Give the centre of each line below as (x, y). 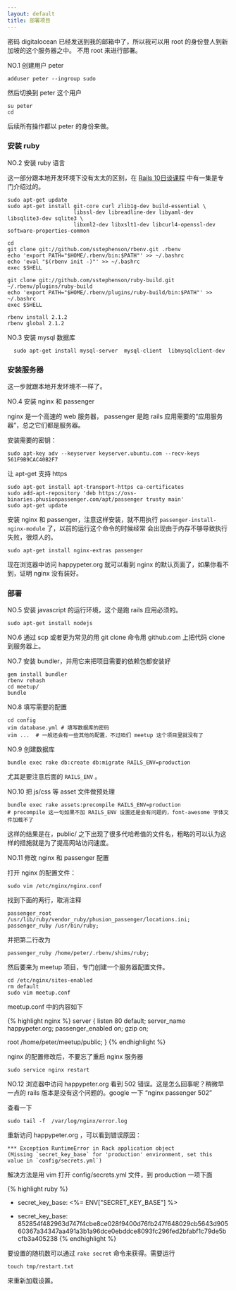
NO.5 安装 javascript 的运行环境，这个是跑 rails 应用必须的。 (94, 610)
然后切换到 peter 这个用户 (45, 92)
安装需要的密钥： (32, 440)
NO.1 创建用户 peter (36, 65)
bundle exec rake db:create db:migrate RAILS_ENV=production (99, 763)
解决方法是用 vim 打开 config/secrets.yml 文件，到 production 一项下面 (110, 1175)
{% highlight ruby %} (38, 1189)
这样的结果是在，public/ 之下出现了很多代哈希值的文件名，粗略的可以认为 (114, 834)
